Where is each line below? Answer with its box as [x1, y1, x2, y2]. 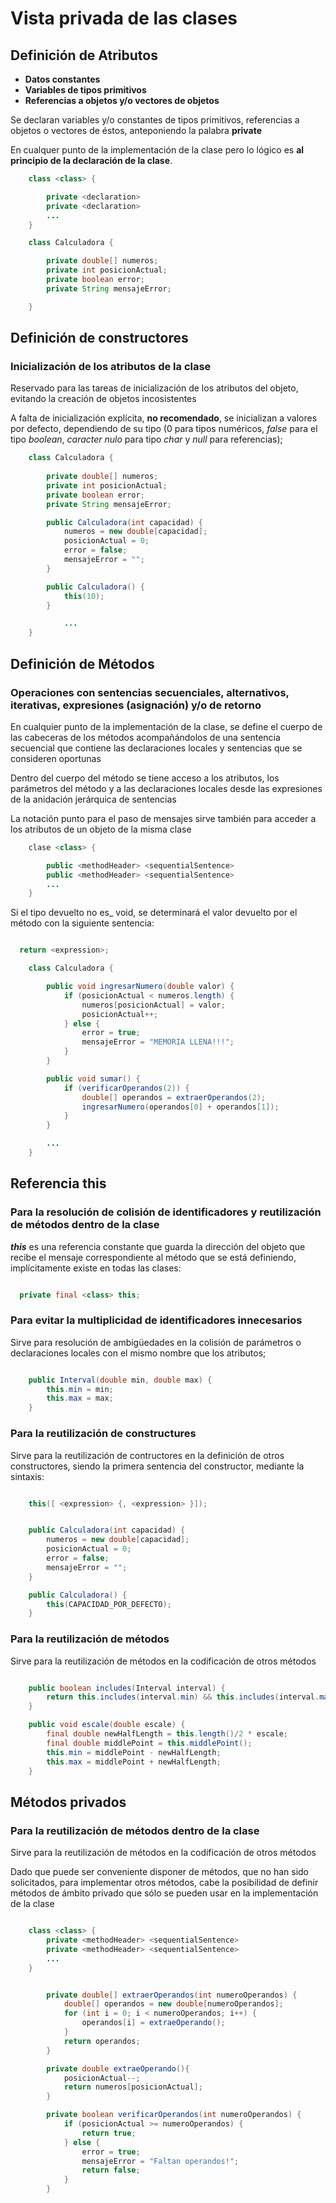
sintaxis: [10, 1470, 45, 1482]
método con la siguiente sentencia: [10, 917, 155, 929]
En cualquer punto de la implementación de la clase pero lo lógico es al [10, 144, 305, 156]
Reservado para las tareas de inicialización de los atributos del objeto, [10, 382, 299, 394]
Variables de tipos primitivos [24, 84, 147, 96]
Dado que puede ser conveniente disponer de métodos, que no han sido [10, 1866, 309, 1878]
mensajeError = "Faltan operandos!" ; [81, 2156, 240, 2166]
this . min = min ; [46, 1384, 114, 1394]
